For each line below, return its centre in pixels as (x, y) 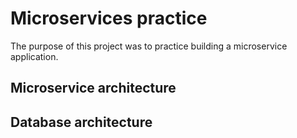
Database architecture (81, 122)
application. (34, 56)
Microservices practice (109, 18)
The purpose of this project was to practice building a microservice (149, 46)
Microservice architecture (93, 88)
